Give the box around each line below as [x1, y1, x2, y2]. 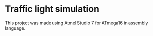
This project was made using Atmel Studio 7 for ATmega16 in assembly [5, 20, 148, 26]
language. [5, 25, 25, 31]
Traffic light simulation [5, 3, 100, 15]
